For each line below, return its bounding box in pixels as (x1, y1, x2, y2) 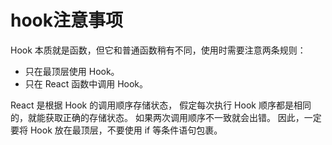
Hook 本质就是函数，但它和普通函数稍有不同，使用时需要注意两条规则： (10, 44, 307, 56)
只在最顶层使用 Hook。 (24, 65, 120, 77)
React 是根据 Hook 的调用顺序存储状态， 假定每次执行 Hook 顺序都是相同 (10, 99, 312, 111)
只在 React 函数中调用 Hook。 (24, 77, 149, 90)
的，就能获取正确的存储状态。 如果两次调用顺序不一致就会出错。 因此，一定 (10, 111, 322, 123)
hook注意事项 (10, 9, 124, 32)
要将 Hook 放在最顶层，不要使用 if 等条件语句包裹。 (10, 124, 223, 136)
